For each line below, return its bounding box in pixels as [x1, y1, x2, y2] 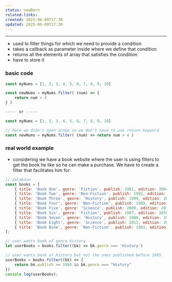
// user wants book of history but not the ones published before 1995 [5, 253, 161, 258]
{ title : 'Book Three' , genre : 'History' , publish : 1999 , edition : [14, 196, 162, 201]
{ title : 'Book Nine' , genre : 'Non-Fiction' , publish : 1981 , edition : [14, 225, 168, 230]
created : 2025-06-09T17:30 [5, 17, 63, 22]
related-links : [5, 12, 38, 17]
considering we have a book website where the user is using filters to [12, 156, 160, 162]
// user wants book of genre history [5, 238, 86, 244]
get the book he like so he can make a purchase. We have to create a [12, 162, 159, 168]
